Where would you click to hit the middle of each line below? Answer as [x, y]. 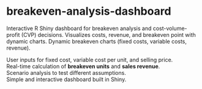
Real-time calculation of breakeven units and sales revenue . [83, 66]
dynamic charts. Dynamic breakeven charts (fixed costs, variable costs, [97, 41]
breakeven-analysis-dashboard [89, 11]
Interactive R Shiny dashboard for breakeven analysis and [79, 28]
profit [13, 34]
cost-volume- [170, 28]
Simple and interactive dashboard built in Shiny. [66, 79]
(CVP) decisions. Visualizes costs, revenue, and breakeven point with [108, 34]
